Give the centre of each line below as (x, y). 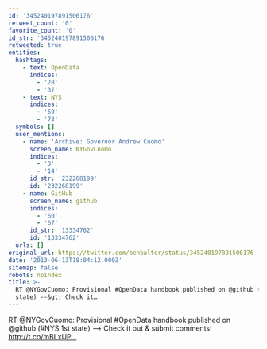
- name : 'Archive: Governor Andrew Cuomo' (94, 141)
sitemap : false (33, 268)
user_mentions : (41, 134)
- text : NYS (42, 97)
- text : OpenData (51, 68)
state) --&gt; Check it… (56, 297)
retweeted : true (35, 45)
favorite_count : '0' (43, 30)
